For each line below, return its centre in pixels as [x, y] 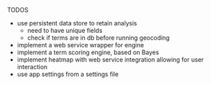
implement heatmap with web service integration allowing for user [110, 60]
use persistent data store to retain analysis [77, 23]
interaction [32, 67]
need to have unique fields [65, 31]
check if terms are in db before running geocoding [98, 38]
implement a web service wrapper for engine [80, 45]
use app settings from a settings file [67, 74]
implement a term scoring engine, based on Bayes [88, 52]
